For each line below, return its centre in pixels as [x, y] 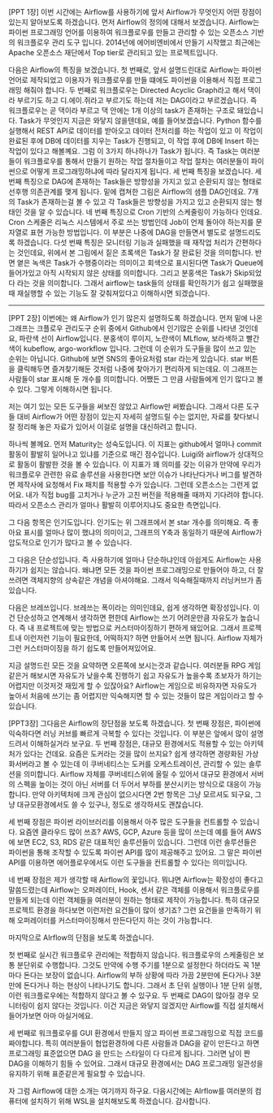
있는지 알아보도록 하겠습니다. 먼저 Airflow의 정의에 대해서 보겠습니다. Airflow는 [134, 22]
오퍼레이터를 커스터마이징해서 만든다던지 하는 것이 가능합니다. [115, 920]
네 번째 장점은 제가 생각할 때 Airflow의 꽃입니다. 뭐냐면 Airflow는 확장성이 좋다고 [136, 879]
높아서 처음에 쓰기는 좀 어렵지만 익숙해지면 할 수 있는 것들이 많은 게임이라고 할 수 [136, 696]
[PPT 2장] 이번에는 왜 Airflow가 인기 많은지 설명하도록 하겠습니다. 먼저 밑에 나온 [136, 318]
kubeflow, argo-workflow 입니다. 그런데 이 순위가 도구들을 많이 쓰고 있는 [140, 349]
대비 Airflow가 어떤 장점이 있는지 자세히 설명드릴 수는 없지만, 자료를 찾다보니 [138, 416]
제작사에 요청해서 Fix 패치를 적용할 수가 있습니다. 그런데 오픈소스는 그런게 [133, 485]
